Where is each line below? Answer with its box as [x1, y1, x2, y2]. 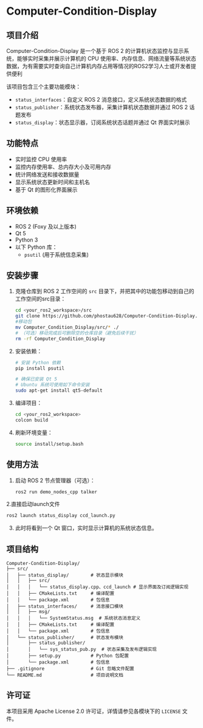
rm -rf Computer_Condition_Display [15, 336, 106, 342]
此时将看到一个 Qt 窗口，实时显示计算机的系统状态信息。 [15, 524, 157, 532]
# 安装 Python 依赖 [15, 359, 61, 366]
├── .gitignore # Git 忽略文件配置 [6, 666, 135, 672]
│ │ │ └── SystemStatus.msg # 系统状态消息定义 [6, 615, 141, 622]
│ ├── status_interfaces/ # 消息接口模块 [6, 603, 123, 609]
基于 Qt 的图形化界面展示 [15, 185, 78, 193]
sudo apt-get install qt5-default [15, 387, 103, 393]
